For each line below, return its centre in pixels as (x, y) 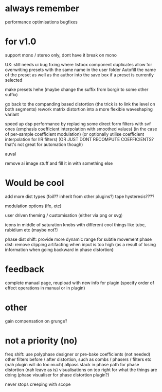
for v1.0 (21, 42)
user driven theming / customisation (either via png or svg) (64, 215)
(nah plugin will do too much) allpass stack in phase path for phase (72, 364)
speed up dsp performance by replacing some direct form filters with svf (78, 124)
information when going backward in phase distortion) (59, 249)
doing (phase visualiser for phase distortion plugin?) (57, 374)
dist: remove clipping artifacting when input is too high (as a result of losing (81, 244)
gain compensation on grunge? (36, 321)
